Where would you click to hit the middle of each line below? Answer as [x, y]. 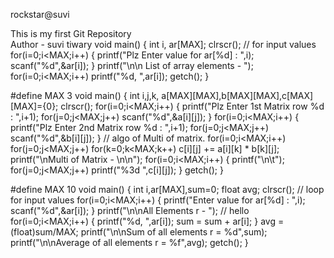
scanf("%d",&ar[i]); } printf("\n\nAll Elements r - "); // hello [130, 210]
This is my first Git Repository [71, 33]
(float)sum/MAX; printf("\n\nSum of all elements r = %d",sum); [139, 232]
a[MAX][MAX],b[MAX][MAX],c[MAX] [237, 95]
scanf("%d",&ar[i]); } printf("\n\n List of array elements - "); [132, 65]
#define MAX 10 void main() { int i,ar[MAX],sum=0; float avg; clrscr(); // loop [167, 189]
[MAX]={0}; [34, 106]
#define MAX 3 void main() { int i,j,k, [85, 95]
